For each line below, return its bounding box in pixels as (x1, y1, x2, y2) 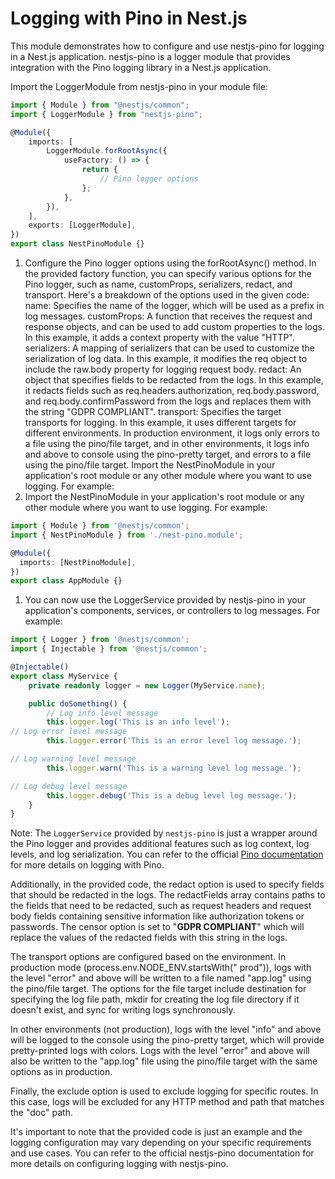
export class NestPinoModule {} (10, 239, 145, 249)
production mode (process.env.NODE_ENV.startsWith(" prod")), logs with (10, 962, 312, 974)
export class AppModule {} (10, 576, 123, 586)
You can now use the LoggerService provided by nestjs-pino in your (24, 594, 307, 606)
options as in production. (10, 1066, 113, 1078)
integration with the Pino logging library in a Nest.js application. (10, 61, 272, 73)
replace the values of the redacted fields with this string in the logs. (10, 932, 288, 944)
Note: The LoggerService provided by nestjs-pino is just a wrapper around (10, 827, 318, 839)
